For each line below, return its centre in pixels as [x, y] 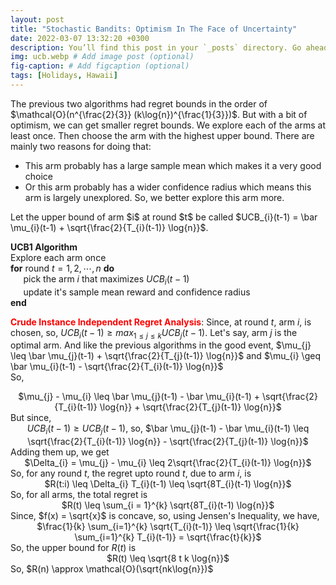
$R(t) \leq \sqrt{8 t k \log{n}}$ [168, 558]
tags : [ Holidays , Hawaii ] [64, 76]
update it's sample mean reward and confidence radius [137, 292]
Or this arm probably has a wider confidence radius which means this [168, 187]
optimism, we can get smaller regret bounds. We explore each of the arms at [168, 125]
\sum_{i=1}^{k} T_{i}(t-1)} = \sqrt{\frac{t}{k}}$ [168, 537]
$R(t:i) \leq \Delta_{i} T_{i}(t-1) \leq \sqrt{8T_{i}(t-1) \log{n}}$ [168, 484]
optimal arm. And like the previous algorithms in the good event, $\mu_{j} [161, 345]
